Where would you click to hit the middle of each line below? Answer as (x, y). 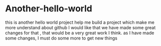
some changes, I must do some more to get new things (61, 38)
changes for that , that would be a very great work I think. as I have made (80, 33)
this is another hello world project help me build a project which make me (80, 22)
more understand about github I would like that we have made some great (80, 27)
